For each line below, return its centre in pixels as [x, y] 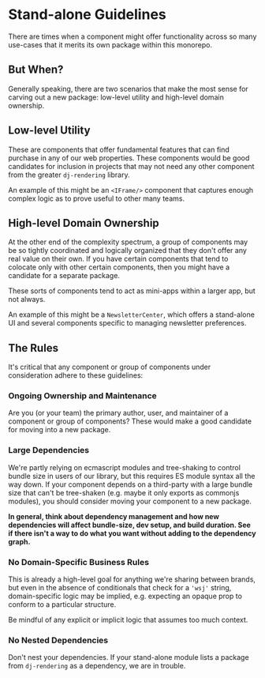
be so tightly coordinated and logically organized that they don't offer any [127, 250]
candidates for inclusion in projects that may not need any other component [131, 166]
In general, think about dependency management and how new [114, 516]
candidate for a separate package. [64, 276]
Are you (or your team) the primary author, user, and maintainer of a [118, 413]
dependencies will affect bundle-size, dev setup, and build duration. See [129, 525]
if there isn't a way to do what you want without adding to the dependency [132, 533]
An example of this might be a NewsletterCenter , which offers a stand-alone [131, 315]
